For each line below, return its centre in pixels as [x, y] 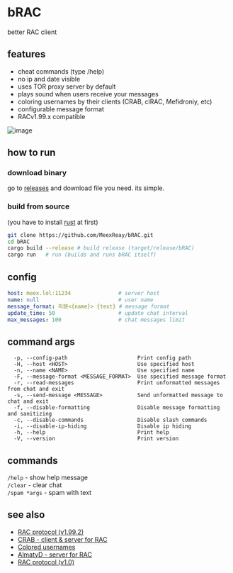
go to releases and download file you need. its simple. [86, 188]
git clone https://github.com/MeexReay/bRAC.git [80, 235]
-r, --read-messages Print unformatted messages [117, 383]
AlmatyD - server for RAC [55, 555]
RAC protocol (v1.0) [46, 562]
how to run [32, 153]
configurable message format [61, 109]
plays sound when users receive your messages [88, 94]
